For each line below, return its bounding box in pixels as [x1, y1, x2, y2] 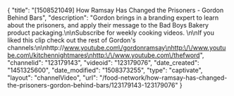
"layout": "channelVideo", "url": [7, 73, 99, 82]
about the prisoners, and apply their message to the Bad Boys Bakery [7, 21, 209, 29]
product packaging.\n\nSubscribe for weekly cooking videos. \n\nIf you [7, 28, 215, 37]
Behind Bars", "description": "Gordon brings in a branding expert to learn [7, 13, 219, 22]
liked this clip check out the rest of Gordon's [7, 36, 136, 44]
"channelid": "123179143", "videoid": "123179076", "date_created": [7, 59, 199, 66]
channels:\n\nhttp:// [7, 44, 65, 52]
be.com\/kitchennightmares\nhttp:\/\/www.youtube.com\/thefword [7, 51, 200, 59]
